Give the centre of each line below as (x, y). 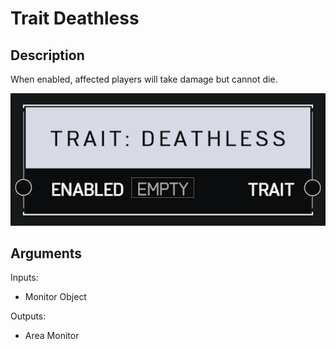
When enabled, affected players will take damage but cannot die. (144, 79)
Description (47, 55)
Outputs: (28, 316)
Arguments (46, 253)
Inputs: (24, 278)
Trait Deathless (75, 18)
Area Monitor (52, 336)
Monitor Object (55, 297)
